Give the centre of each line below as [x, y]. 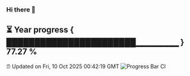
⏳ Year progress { [40, 30]
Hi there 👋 [21, 10]
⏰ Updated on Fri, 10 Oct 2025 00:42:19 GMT [63, 66]
